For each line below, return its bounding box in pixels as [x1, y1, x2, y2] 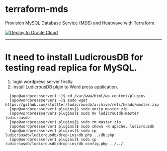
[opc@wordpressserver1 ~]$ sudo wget [9, 98, 88, 103]
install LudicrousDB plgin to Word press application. [12, 83, 118, 90]
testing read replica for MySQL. [5, 62, 138, 74]
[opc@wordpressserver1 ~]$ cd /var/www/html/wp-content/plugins [9, 93, 146, 98]
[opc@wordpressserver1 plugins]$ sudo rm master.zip [9, 119, 121, 125]
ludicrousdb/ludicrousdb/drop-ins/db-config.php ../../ [5, 141, 123, 146]
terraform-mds [5, 3, 69, 15]
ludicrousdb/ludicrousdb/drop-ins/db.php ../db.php [5, 133, 114, 138]
